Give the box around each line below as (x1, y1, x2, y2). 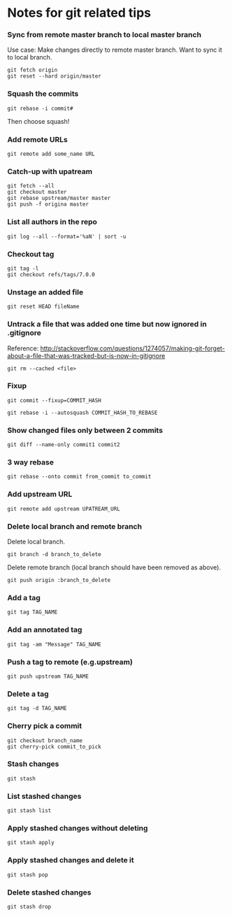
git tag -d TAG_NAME (7, 705, 68, 712)
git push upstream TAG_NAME (7, 673, 89, 680)
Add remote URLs (7, 134, 68, 144)
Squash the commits (7, 89, 79, 99)
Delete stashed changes (7, 887, 92, 897)
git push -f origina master (7, 201, 89, 208)
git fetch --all (7, 183, 55, 190)
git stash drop (7, 904, 52, 911)
